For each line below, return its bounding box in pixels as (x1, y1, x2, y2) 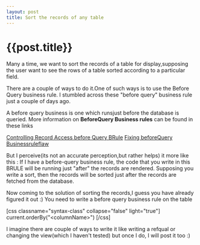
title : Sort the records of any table (6, 14, 104, 21)
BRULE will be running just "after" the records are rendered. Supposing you (6, 165, 194, 172)
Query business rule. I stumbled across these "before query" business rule (6, 91, 192, 98)
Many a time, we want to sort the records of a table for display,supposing (6, 60, 189, 68)
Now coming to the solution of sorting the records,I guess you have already (6, 189, 195, 197)
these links (6, 122, 33, 130)
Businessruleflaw (6, 140, 50, 148)
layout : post (6, 8, 39, 15)
